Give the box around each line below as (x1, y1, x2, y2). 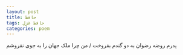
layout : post (6, 8, 39, 15)
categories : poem (6, 25, 50, 32)
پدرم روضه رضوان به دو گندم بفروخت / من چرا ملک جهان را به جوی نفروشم (6, 42, 177, 49)
